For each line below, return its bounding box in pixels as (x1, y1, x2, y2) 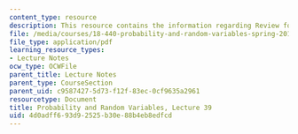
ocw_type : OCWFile (9, 63, 77, 71)
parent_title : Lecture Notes (9, 71, 117, 79)
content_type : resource (9, 12, 98, 22)
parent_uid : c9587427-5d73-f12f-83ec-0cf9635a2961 (9, 86, 200, 95)
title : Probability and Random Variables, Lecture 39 (9, 103, 213, 112)
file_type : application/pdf (9, 37, 114, 47)
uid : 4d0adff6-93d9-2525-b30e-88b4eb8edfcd (9, 111, 173, 120)
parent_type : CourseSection (9, 78, 114, 87)
